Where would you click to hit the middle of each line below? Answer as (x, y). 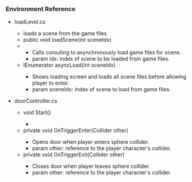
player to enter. (51, 83)
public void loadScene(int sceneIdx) (67, 40)
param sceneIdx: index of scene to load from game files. (101, 90)
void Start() (37, 113)
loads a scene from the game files (65, 33)
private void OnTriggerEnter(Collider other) (76, 131)
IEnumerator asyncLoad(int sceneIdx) (69, 65)
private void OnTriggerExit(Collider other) (74, 155)
